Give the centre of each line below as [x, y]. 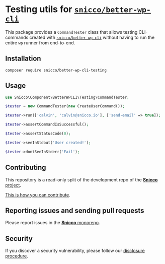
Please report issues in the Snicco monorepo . [53, 223]
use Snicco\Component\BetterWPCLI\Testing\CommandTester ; [67, 97]
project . [13, 185]
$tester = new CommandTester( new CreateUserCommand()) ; [65, 106]
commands [17, 37]
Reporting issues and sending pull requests [75, 210]
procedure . [17, 256]
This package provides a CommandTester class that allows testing [71, 32]
